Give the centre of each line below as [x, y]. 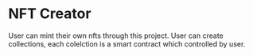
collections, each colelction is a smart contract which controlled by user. [127, 43]
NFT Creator [50, 14]
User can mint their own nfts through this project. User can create [116, 35]
